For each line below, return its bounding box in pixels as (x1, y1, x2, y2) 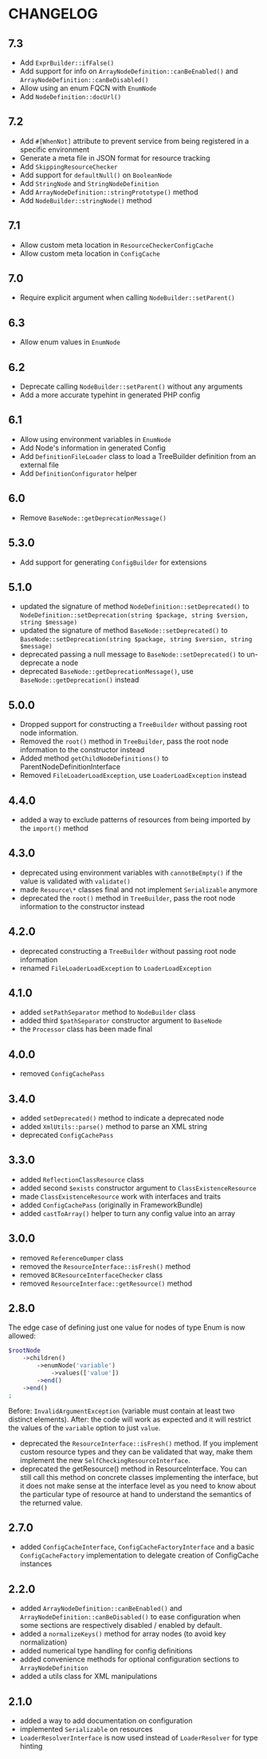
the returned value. (19, 1498, 83, 1507)
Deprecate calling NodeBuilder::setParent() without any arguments (19, 381, 243, 392)
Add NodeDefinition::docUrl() (19, 92, 122, 101)
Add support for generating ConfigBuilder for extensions (19, 557, 207, 567)
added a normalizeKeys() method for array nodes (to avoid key (19, 1629, 226, 1639)
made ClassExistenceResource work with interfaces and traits (19, 1191, 222, 1201)
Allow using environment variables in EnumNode (19, 434, 171, 444)
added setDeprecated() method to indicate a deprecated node (19, 1113, 225, 1123)
